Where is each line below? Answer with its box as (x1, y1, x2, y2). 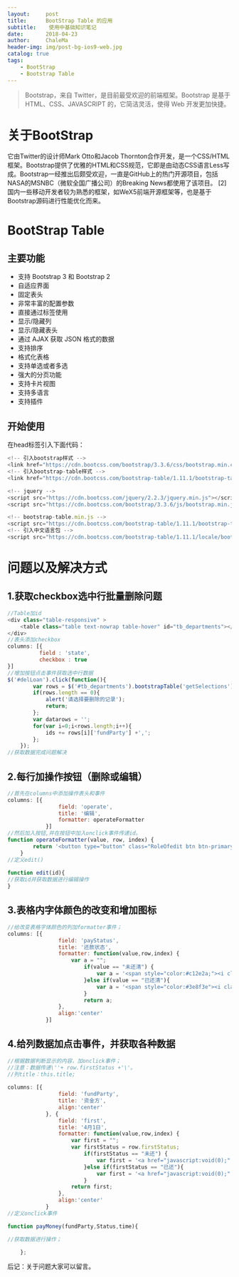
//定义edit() (7, 856, 44, 863)
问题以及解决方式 (7, 560, 108, 576)
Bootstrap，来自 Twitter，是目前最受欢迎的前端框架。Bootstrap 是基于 (24, 91, 231, 99)
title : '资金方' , (58, 1097, 107, 1104)
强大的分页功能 (17, 370, 62, 379)
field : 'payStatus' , (58, 937, 119, 944)
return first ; (70, 1184, 113, 1191)
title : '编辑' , (58, 810, 101, 817)
